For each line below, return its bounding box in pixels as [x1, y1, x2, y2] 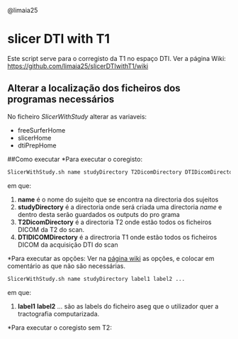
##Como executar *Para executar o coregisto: [7, 155, 143, 163]
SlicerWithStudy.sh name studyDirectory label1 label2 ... [7, 275, 186, 282]
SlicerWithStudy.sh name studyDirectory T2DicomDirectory [7, 168, 182, 176]
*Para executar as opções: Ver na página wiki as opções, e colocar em [7, 254, 215, 262]
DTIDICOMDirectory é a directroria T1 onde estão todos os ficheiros [17, 233, 217, 241]
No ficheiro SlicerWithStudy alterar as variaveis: [7, 112, 147, 121]
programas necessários [7, 94, 115, 106]
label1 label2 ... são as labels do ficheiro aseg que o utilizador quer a [17, 301, 219, 311]
